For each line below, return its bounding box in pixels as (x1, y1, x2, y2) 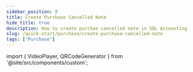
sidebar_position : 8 (6, 8, 59, 15)
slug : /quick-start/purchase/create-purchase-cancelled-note (6, 31, 163, 37)
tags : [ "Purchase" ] (6, 36, 55, 42)
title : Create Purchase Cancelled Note (6, 14, 107, 20)
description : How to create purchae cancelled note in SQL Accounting (6, 25, 188, 32)
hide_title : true (6, 20, 50, 26)
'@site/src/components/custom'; (6, 59, 89, 66)
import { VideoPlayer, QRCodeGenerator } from (6, 53, 123, 60)
